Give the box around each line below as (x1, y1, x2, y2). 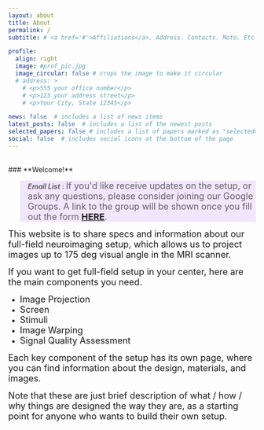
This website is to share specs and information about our (8, 228, 245, 240)
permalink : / (8, 26, 51, 34)
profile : (8, 48, 37, 56)
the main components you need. (8, 276, 143, 288)
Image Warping (19, 324, 84, 336)
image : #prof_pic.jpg (15, 62, 86, 71)
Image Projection (19, 293, 90, 305)
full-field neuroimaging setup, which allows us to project (8, 238, 242, 250)
